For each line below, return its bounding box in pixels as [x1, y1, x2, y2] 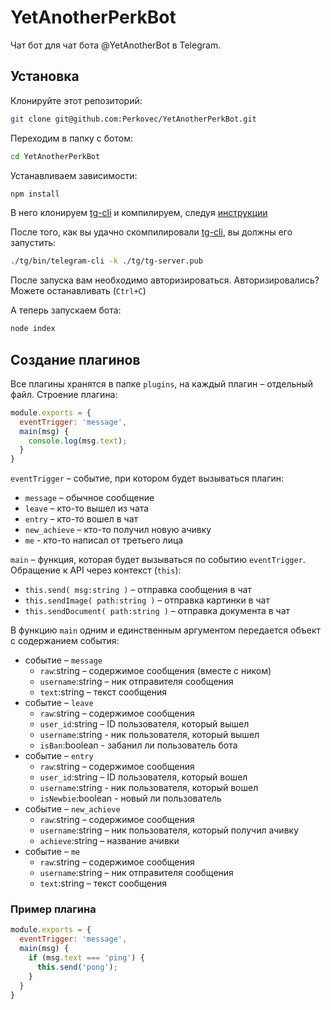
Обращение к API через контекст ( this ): [10, 564, 182, 576]
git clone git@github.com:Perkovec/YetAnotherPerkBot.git [10, 114, 257, 124]
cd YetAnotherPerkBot [10, 151, 101, 161]
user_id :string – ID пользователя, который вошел [39, 771, 248, 783]
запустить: [10, 237, 57, 249]
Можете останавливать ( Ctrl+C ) [10, 285, 147, 297]
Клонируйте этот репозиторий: [10, 94, 143, 106]
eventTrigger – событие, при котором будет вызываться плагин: [10, 472, 285, 485]
